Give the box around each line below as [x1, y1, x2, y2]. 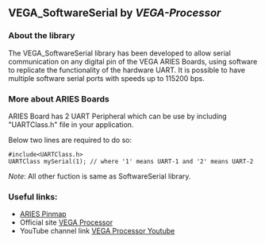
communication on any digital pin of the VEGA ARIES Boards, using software [8, 56, 258, 66]
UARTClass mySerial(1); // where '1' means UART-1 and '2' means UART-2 [8, 157, 254, 165]
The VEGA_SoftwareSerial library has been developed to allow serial [8, 48, 232, 58]
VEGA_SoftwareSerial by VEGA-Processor [8, 6, 221, 20]
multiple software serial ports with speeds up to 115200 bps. [8, 73, 205, 83]
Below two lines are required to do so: [8, 135, 132, 145]
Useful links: [8, 191, 58, 202]
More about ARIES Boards [8, 93, 109, 104]
